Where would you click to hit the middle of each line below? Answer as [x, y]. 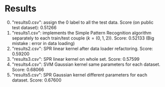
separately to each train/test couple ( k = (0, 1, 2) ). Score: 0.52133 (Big [83, 38]
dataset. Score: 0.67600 [37, 80]
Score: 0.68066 [28, 69]
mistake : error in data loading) [43, 43]
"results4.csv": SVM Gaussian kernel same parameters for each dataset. [86, 64]
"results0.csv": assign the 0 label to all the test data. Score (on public [82, 22]
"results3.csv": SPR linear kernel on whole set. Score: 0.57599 [76, 59]
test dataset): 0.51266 [34, 27]
